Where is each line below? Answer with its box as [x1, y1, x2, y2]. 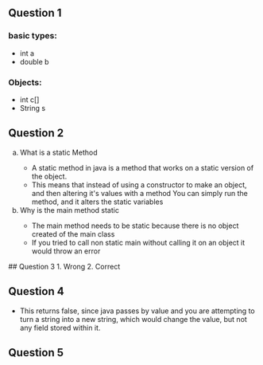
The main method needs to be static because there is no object [31, 221, 239, 230]
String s [19, 103, 46, 112]
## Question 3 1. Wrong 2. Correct [8, 261, 121, 271]
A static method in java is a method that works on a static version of [31, 163, 254, 172]
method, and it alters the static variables [31, 197, 164, 206]
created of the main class [31, 229, 115, 238]
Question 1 [8, 6, 62, 20]
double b [19, 57, 49, 66]
